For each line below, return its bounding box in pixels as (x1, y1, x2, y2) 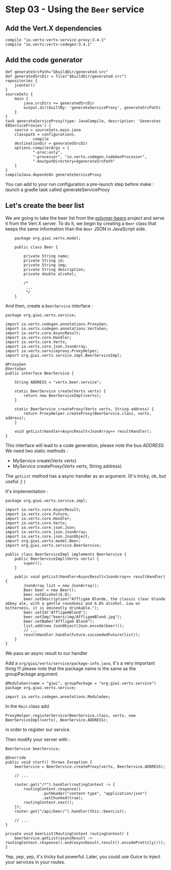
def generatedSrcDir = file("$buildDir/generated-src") (5, 74, 127, 79)
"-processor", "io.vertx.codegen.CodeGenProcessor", (32, 154, 147, 159)
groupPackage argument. (5, 671, 59, 677)
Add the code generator (5, 56, 83, 64)
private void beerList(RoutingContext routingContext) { (5, 831, 129, 836)
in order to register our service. (5, 726, 71, 733)
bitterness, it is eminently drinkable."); (5, 605, 100, 610)
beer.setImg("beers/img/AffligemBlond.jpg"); (23, 614, 123, 619)
